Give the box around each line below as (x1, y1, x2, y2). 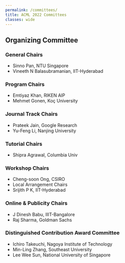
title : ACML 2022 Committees (5, 12, 67, 17)
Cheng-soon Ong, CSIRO (12, 176, 65, 182)
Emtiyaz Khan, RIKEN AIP (12, 92, 66, 98)
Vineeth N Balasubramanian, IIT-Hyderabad (12, 68, 104, 74)
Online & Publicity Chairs (5, 200, 68, 207)
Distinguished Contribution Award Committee (5, 229, 120, 236)
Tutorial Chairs (5, 140, 43, 147)
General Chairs (5, 51, 43, 58)
